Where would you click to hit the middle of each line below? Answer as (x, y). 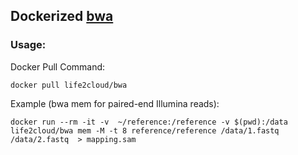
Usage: (28, 45)
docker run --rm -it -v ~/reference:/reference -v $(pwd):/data (149, 122)
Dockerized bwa (62, 16)
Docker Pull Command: (58, 66)
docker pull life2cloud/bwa (69, 85)
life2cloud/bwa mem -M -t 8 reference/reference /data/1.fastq (145, 130)
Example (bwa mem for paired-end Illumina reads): (115, 103)
